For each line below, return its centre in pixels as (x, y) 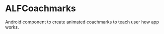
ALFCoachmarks (41, 8)
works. (12, 27)
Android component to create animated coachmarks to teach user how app (82, 22)
